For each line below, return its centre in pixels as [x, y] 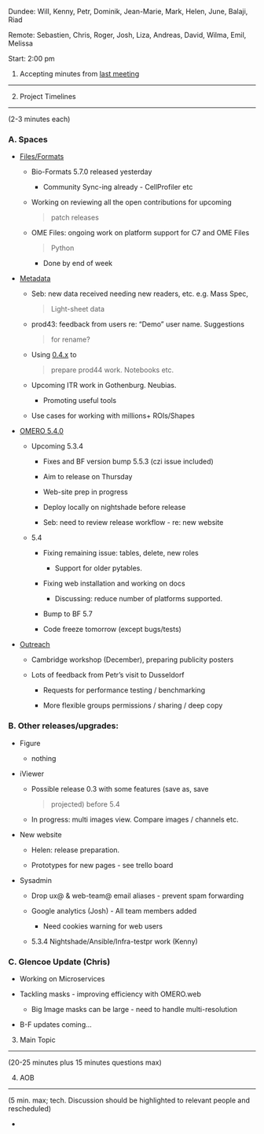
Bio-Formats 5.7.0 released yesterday [92, 172]
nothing [44, 758]
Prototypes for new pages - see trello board [102, 865]
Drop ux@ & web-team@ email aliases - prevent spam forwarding [137, 896]
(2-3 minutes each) [39, 119]
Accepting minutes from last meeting [79, 74]
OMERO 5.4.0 [42, 431]
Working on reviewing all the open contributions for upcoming [131, 202]
